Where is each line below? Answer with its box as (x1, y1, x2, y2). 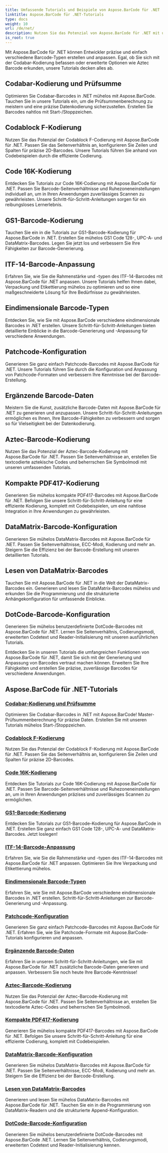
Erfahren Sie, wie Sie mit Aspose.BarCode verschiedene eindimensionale (5, 889, 156, 895)
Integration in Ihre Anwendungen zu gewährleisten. (5, 508, 111, 514)
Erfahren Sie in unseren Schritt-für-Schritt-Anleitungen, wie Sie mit (5, 959, 143, 965)
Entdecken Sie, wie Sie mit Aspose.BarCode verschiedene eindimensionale (5, 317, 160, 323)
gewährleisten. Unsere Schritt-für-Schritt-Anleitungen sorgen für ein (5, 196, 146, 202)
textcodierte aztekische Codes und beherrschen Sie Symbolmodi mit (5, 459, 147, 465)
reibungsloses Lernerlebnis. (5, 201, 63, 208)
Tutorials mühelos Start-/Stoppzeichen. (5, 722, 86, 728)
